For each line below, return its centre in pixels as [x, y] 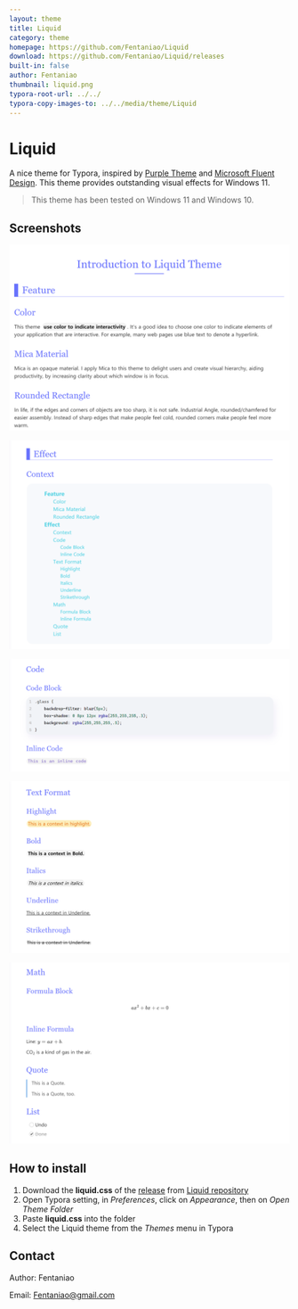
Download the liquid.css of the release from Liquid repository [135, 1190]
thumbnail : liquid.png [51, 85]
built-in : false [39, 66]
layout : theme [36, 19]
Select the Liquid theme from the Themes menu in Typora [128, 1228]
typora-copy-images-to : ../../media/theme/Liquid [103, 103]
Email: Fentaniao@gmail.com [62, 1295]
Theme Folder [48, 1209]
